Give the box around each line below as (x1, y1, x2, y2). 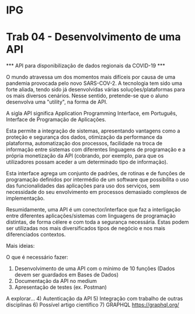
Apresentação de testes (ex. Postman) (14, 284, 107, 291)
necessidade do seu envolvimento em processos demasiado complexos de (6, 189, 187, 196)
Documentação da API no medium (14, 278, 97, 285)
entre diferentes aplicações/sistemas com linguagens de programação (6, 212, 176, 220)
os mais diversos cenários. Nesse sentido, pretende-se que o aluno (6, 92, 169, 100)
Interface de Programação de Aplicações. (6, 116, 106, 123)
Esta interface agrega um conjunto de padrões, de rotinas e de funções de (6, 170, 186, 177)
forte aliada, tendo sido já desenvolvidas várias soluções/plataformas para (6, 86, 185, 93)
